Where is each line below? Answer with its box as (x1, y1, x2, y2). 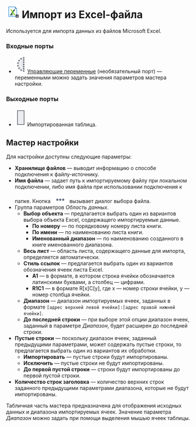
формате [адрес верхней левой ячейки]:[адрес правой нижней (23, 304, 176, 311)
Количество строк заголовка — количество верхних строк (14, 378, 164, 385)
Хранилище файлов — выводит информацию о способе (14, 165, 157, 172)
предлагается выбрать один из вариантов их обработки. (14, 347, 157, 354)
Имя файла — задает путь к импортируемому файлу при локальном (14, 177, 187, 184)
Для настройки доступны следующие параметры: (6, 153, 132, 160)
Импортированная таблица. (27, 121, 97, 128)
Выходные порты (6, 95, 59, 103)
